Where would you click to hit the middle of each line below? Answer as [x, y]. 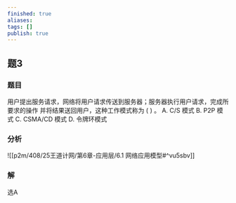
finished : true [29, 14]
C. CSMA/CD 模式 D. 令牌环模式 [61, 119]
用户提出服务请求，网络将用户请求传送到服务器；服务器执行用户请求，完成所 [118, 101]
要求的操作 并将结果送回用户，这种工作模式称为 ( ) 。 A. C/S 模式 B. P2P [111, 110]
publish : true [28, 33]
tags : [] [20, 27]
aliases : [20, 20]
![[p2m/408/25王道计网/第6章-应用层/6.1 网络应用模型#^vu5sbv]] [101, 155]
